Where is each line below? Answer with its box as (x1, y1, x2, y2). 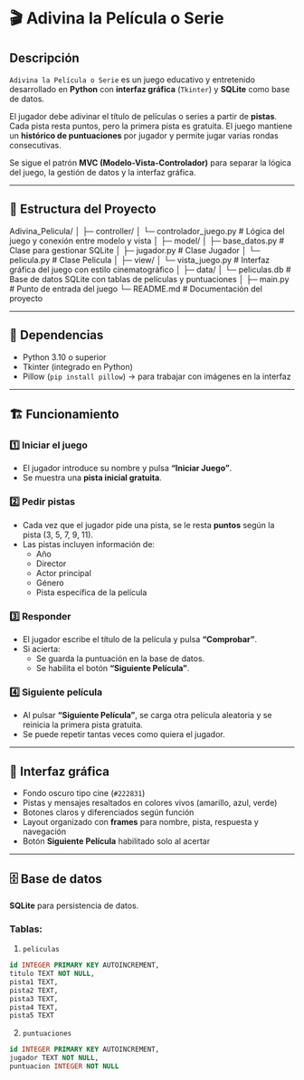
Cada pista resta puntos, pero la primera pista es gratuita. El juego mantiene (9, 120, 292, 131)
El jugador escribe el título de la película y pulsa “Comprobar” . (22, 633, 258, 644)
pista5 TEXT (9, 1011, 54, 1020)
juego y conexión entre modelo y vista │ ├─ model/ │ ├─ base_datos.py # (9, 235, 285, 246)
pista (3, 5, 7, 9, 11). (22, 529, 93, 540)
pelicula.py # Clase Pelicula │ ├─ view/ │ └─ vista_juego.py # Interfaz (9, 254, 271, 265)
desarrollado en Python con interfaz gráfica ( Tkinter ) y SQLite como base (9, 84, 290, 94)
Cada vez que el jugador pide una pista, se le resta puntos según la (22, 519, 275, 530)
